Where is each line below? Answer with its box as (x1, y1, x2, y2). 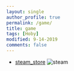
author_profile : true (6, 14, 61, 20)
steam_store (14, 58, 46, 66)
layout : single (6, 8, 45, 15)
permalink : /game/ (6, 20, 52, 26)
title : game (6, 25, 36, 32)
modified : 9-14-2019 (6, 36, 58, 42)
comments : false (6, 42, 47, 48)
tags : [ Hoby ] (6, 31, 39, 37)
